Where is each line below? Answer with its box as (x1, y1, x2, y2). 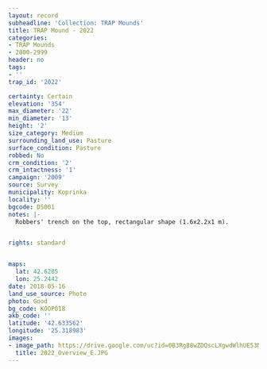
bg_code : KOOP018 (8, 305, 66, 313)
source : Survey (8, 181, 59, 189)
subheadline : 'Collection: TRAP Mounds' (8, 19, 145, 27)
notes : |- (8, 210, 41, 218)
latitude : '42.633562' (8, 319, 83, 328)
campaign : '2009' (8, 174, 66, 182)
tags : (8, 63, 26, 71)
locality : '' (8, 195, 52, 203)
